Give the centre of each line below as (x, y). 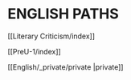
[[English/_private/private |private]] (65, 67)
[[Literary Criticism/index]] (51, 36)
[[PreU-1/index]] (34, 51)
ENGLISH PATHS (63, 14)
